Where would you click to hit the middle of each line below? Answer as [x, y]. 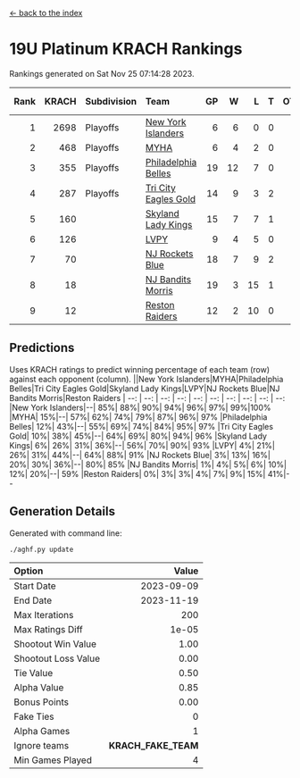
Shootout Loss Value [57, 658]
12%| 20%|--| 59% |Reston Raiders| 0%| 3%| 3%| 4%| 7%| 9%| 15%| [137, 473]
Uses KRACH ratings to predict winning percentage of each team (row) [140, 369]
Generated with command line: [66, 533]
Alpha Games [42, 731]
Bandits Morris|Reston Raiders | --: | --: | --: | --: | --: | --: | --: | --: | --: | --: [147, 397]
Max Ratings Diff [48, 629]
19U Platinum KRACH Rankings [126, 49]
